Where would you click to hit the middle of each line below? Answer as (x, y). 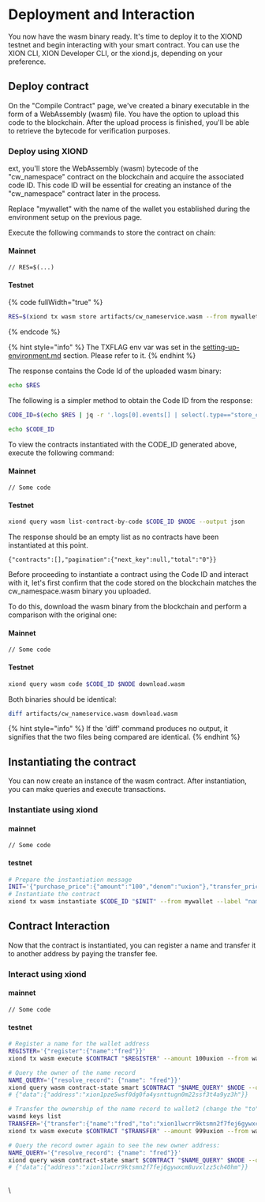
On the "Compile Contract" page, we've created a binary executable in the (129, 105)
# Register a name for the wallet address (79, 1044)
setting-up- (221, 347)
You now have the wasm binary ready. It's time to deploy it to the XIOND (125, 36)
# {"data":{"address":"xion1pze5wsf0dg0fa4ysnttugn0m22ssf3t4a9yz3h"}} (128, 1095)
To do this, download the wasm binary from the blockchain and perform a (127, 607)
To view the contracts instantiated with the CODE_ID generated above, (123, 444)
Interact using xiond (47, 974)
